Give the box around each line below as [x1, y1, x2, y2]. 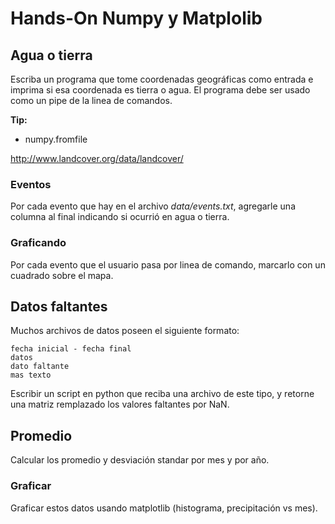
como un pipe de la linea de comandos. [10, 95, 173, 106]
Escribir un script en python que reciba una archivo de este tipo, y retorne [10, 388, 315, 400]
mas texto [10, 370, 52, 381]
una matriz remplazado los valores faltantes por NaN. [10, 398, 230, 411]
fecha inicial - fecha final [10, 344, 132, 354]
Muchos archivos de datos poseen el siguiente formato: [10, 325, 240, 337]
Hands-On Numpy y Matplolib [10, 7, 263, 30]
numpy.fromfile [24, 133, 88, 145]
